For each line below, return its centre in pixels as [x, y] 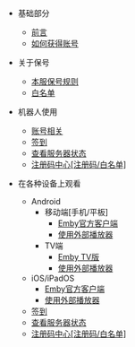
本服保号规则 [55, 82]
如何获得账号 [55, 43]
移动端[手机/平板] [76, 212]
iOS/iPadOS [53, 278]
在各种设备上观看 [49, 183]
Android [46, 201]
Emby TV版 [79, 257]
